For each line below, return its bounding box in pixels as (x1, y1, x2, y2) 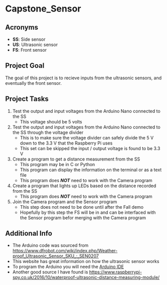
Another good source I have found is (12, 269, 88, 275)
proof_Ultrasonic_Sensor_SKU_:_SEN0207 (12, 253, 99, 259)
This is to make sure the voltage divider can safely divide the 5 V (20, 134, 154, 140)
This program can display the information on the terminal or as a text (20, 167, 162, 173)
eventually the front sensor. (5, 80, 62, 86)
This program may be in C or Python (20, 161, 95, 167)
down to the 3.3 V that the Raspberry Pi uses (20, 140, 113, 146)
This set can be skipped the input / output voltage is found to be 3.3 (20, 145, 160, 151)
